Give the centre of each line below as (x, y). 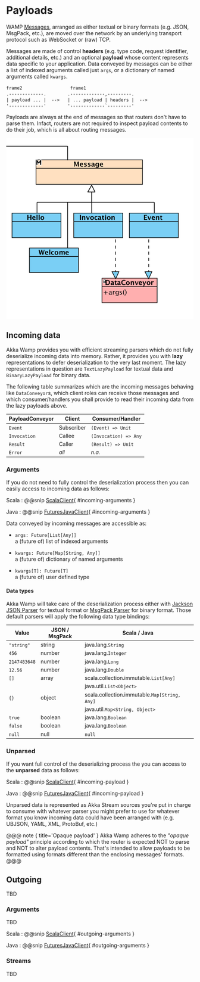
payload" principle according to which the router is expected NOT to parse (98, 842)
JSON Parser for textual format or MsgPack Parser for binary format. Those (99, 610)
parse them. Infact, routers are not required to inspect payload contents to (97, 123)
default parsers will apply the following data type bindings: (78, 617)
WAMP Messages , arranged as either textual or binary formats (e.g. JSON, (98, 27)
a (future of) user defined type (52, 577)
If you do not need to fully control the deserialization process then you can (98, 483)
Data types (20, 591)
